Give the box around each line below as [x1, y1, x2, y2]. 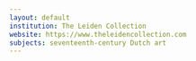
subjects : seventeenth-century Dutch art [9, 38, 167, 48]
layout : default [9, 13, 70, 22]
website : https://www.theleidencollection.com [9, 30, 187, 39]
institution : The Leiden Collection [9, 22, 147, 30]
